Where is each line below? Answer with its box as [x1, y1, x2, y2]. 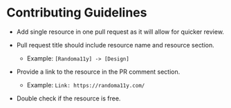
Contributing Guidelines [6, 5, 147, 21]
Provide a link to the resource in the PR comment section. [16, 67, 181, 76]
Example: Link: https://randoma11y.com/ [26, 80, 145, 89]
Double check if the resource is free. [16, 94, 121, 102]
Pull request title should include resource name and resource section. [16, 41, 215, 49]
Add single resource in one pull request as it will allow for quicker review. [16, 28, 224, 36]
